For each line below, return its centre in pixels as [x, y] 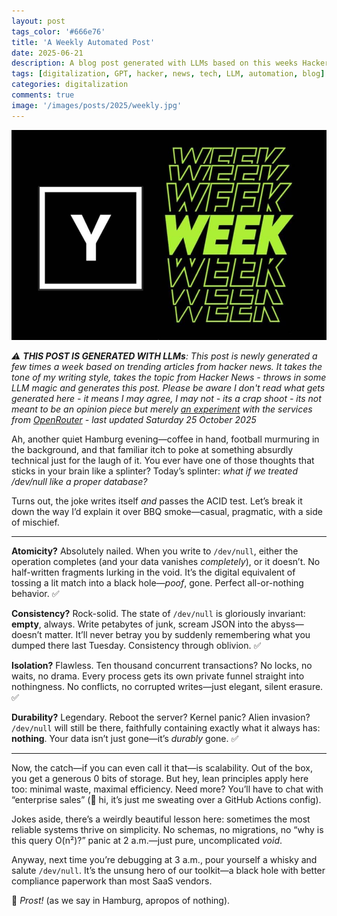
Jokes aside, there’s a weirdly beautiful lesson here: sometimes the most [161, 819]
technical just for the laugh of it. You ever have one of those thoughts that [163, 460]
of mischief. [35, 522]
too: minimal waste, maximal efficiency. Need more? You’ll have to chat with [167, 789]
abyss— [287, 624]
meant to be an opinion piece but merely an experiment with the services [162, 409]
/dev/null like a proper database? [79, 481]
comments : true [43, 95]
